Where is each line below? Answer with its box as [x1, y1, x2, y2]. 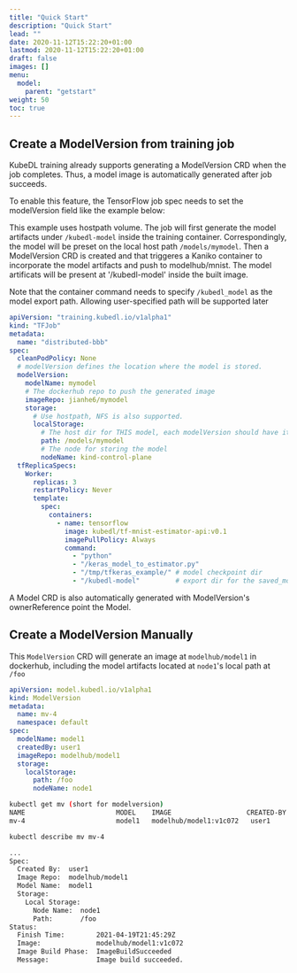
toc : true [9, 104, 46, 112]
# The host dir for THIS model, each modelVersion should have [41, 429, 278, 437]
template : [32, 494, 69, 503]
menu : [9, 71, 29, 80]
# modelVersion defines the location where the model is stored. [17, 362, 263, 372]
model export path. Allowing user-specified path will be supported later [9, 296, 270, 306]
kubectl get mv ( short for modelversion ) [9, 800, 164, 809]
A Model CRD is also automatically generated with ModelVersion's [9, 592, 250, 603]
